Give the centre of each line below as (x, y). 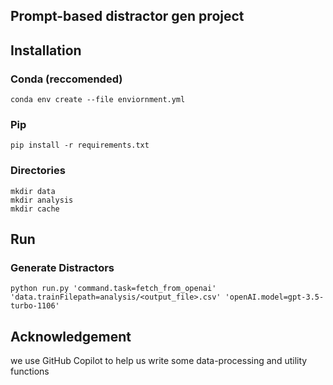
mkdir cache (35, 209)
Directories (38, 171)
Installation (46, 50)
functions (30, 371)
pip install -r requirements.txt (80, 145)
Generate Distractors (62, 267)
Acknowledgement (71, 336)
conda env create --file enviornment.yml (98, 100)
